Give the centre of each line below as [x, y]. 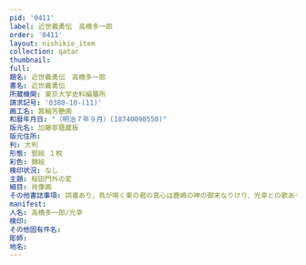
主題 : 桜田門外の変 [41, 178]
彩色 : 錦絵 [27, 162]
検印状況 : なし [34, 170]
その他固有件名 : [36, 229]
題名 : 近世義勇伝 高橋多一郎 [58, 77]
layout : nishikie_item [52, 43]
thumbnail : [30, 60]
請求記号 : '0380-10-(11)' [56, 102]
